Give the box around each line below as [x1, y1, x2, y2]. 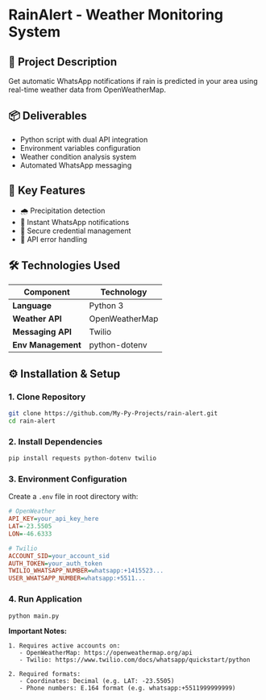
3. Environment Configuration [8, 473, 127, 485]
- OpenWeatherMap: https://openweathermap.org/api [19, 649, 193, 657]
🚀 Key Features [8, 184, 86, 198]
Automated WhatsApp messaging [19, 160, 132, 170]
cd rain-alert [8, 417, 56, 425]
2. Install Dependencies [8, 435, 103, 447]
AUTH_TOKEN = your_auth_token [8, 559, 103, 568]
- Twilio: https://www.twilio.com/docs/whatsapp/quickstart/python [19, 656, 251, 665]
